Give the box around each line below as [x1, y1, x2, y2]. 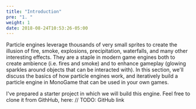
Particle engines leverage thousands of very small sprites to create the [6, 41, 178, 48]
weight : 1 [6, 19, 31, 25]
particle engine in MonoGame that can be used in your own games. [6, 79, 169, 86]
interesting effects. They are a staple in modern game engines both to [6, 54, 175, 61]
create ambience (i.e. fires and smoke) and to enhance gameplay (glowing [6, 60, 187, 67]
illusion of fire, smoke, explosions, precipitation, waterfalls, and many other [6, 48, 188, 55]
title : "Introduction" [6, 8, 62, 15]
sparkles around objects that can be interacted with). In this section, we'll [6, 66, 184, 74]
